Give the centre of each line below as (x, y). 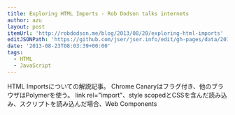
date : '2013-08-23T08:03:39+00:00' (59, 46)
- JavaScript (33, 66)
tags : (15, 53)
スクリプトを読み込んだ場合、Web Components (88, 103)
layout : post (26, 26)
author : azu (24, 20)
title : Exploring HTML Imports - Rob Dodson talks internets (98, 14)
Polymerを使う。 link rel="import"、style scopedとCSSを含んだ (117, 95)
